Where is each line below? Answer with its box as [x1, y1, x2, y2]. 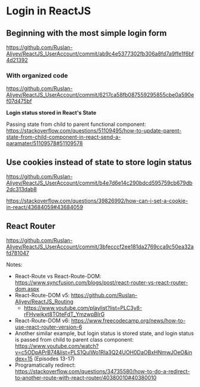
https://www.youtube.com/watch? [14, 342, 99, 349]
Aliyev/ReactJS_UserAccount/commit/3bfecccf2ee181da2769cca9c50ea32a [6, 243, 194, 250]
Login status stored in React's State [6, 109, 97, 116]
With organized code [6, 71, 68, 79]
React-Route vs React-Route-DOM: [14, 272, 101, 279]
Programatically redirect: [14, 361, 76, 368]
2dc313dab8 [6, 186, 37, 193]
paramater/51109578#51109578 [6, 140, 83, 147]
